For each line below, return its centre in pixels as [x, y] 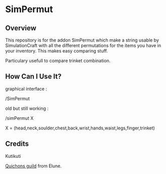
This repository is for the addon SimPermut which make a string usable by [82, 40]
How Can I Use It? [34, 77]
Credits [17, 144]
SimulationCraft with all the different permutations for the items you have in [83, 46]
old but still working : [27, 108]
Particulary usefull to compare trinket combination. [58, 61]
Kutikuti [13, 156]
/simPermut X [19, 118]
